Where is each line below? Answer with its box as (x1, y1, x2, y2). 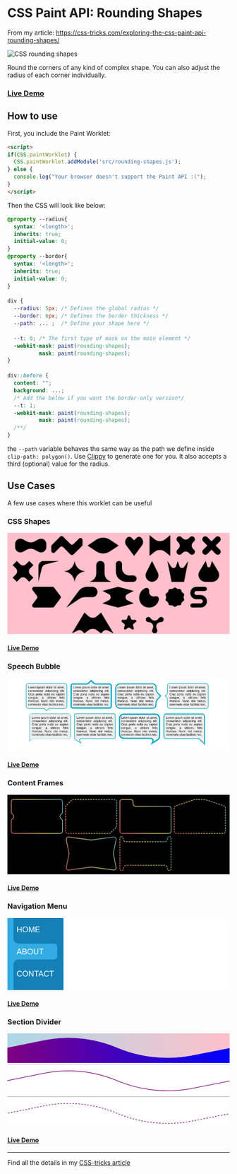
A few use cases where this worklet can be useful (7, 498, 152, 507)
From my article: (7, 28, 55, 37)
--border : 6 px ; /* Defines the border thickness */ (13, 312, 169, 319)
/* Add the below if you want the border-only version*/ (13, 394, 185, 401)
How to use (7, 110, 58, 122)
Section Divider (7, 1017, 61, 1027)
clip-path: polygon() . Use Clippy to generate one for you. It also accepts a (7, 452, 227, 461)
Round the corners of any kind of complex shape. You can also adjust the (7, 63, 221, 71)
